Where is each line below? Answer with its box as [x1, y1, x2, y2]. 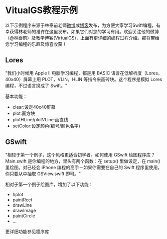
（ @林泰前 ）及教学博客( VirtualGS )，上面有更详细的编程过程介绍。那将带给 [5, 35, 159, 41]
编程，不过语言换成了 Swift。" [5, 83, 68, 89]
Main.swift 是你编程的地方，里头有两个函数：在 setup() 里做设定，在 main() [5, 158, 160, 164]
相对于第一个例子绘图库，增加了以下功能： [5, 181, 93, 187]
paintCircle [12, 212, 35, 219]
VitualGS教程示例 [5, 5, 78, 16]
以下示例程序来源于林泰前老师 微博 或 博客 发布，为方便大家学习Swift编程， [5, 22, 156, 28]
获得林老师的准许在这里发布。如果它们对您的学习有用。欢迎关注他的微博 [9, 28, 159, 34]
